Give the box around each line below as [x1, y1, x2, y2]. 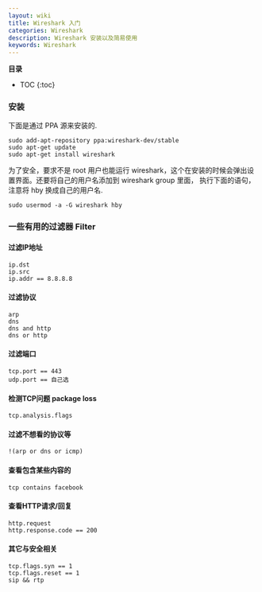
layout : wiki [8, 11, 52, 20]
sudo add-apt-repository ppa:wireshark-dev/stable [8, 137, 179, 145]
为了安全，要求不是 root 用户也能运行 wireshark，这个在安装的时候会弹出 [8, 166, 248, 175]
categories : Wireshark [8, 26, 83, 34]
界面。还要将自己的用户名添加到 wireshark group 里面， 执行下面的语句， [14, 176, 256, 185]
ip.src [8, 267, 30, 275]
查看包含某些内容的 [8, 465, 71, 474]
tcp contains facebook [8, 483, 83, 492]
